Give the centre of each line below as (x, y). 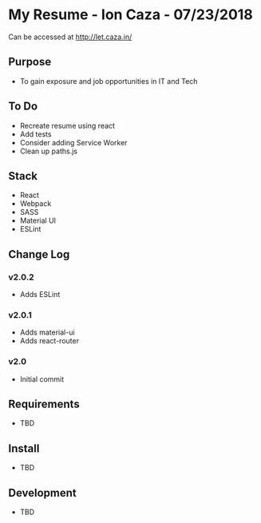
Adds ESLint (40, 295)
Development (43, 493)
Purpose (30, 62)
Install (24, 448)
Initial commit (42, 379)
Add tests (36, 134)
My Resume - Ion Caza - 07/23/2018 (130, 15)
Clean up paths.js (49, 151)
